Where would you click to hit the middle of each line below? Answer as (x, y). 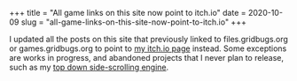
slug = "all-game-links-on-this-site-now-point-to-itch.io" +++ (133, 22)
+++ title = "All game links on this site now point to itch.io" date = (128, 13)
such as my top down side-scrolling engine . (89, 67)
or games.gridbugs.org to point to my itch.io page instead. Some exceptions (148, 48)
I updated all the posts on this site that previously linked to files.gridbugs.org (148, 39)
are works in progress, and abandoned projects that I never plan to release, (147, 58)
